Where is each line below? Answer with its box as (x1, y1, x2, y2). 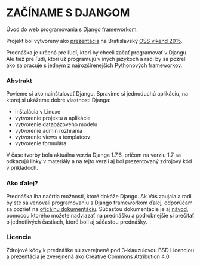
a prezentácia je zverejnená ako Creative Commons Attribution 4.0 (6, 253, 170, 260)
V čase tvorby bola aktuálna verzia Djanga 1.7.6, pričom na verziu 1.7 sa (6, 151, 181, 158)
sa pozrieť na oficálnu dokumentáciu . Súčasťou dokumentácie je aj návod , (6, 205, 189, 212)
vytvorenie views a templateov (14, 133, 91, 140)
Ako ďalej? (6, 179, 38, 188)
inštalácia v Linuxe (14, 108, 61, 115)
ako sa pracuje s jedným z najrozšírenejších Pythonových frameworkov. (6, 62, 183, 69)
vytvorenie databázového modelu (14, 121, 98, 128)
